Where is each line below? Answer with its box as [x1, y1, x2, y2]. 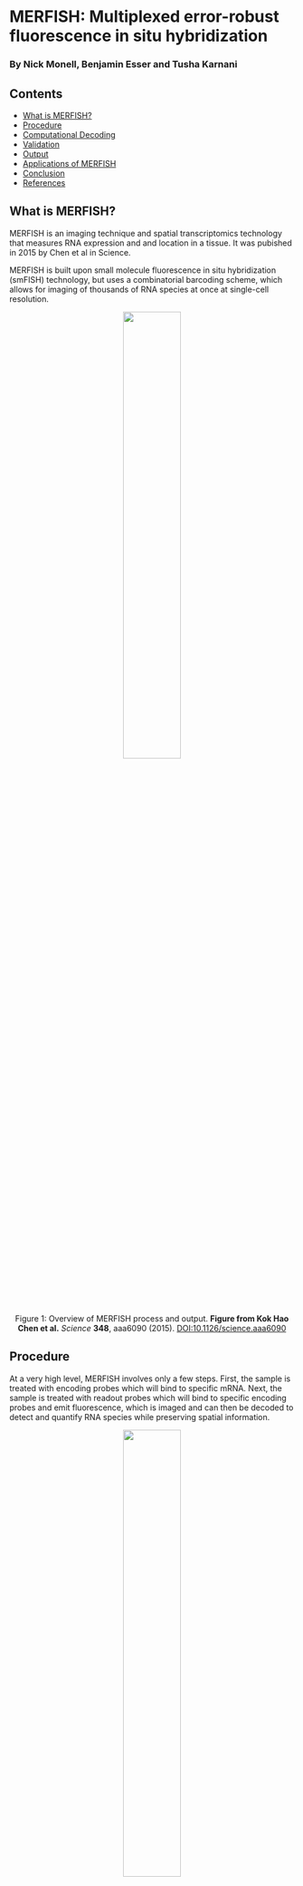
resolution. [9, 293, 50, 305]
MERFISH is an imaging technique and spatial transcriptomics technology [9, 227, 283, 238]
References [22, 177, 66, 188]
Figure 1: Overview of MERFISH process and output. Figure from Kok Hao [14, 1312, 289, 1324]
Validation [22, 139, 61, 150]
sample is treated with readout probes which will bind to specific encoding [9, 1392, 287, 1403]
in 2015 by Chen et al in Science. [9, 247, 131, 257]
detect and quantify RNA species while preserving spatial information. [9, 1411, 270, 1422]
